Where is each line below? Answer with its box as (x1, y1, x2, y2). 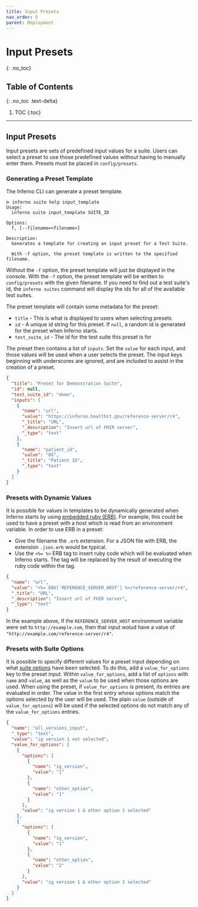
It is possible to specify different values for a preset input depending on (6, 658, 180, 665)
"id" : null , (11, 386, 41, 392)
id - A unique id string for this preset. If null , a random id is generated (14, 321, 186, 328)
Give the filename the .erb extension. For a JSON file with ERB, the (14, 537, 177, 544)
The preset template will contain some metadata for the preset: (6, 303, 159, 310)
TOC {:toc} (14, 109, 41, 116)
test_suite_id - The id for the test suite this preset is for (14, 333, 152, 340)
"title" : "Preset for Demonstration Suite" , (11, 381, 123, 387)
